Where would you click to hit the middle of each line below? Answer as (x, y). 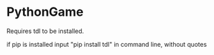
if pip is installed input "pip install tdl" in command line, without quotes (107, 44)
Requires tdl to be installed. (45, 31)
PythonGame (45, 12)
